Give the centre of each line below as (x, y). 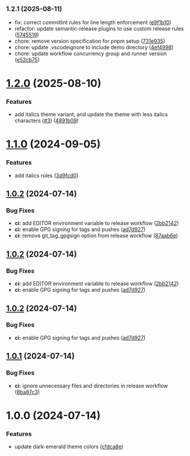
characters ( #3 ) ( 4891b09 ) (46, 121)
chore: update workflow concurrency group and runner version (91, 53)
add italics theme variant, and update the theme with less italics (91, 114)
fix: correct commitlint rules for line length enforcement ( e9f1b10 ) (93, 22)
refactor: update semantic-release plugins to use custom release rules (99, 28)
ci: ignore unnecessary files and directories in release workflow (91, 386)
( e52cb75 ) (27, 59)
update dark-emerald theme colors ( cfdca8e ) (69, 447)
